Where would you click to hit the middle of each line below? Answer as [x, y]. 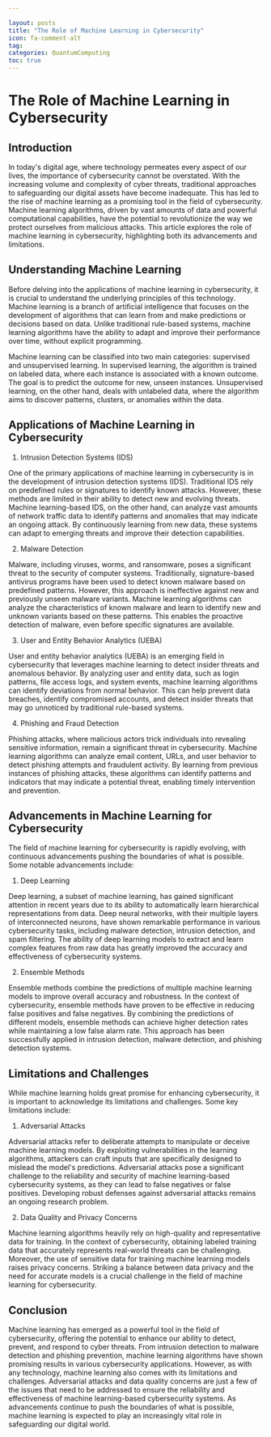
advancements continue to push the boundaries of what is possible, [121, 1407]
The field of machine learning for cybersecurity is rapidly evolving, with [127, 848]
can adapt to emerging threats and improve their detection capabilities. [127, 533]
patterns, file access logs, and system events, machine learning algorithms [133, 681]
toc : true [25, 61]
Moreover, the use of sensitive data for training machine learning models [129, 1259]
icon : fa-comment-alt [45, 38]
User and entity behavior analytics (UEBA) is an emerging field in [116, 655]
